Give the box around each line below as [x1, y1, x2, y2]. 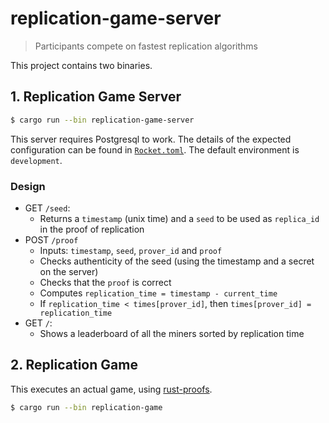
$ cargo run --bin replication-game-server [10, 115, 195, 125]
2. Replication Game [10, 357, 138, 374]
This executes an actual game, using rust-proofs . [10, 383, 213, 395]
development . [10, 154, 63, 166]
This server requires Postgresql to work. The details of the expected [10, 133, 292, 145]
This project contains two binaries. [10, 59, 153, 71]
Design [10, 179, 46, 193]
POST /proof [24, 233, 79, 246]
